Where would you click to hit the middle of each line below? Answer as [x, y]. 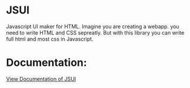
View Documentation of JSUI [41, 79]
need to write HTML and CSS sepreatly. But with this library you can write [95, 32]
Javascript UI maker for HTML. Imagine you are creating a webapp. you [93, 26]
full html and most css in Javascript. [50, 39]
